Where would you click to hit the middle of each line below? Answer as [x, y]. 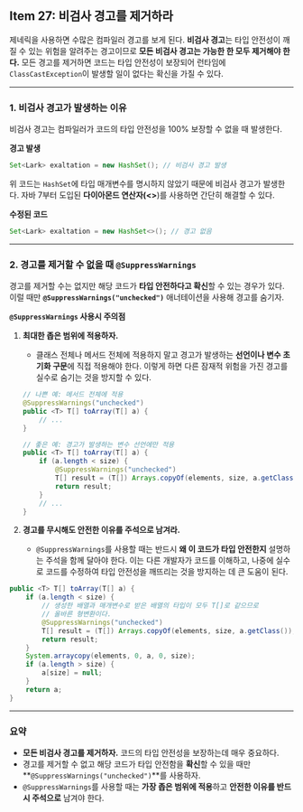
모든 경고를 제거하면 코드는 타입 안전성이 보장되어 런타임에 [124, 62]
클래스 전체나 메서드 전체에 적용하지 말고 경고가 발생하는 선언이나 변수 [158, 355]
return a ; [44, 689]
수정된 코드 [28, 214]
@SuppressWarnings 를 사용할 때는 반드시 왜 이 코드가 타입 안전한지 [151, 549]
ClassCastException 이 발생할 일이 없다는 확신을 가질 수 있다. [116, 73]
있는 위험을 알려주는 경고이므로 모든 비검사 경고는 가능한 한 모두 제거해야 [155, 51]
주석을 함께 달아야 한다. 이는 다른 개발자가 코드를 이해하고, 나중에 [160, 560]
